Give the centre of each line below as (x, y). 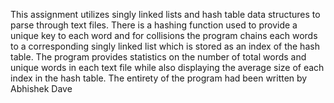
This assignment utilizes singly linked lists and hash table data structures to (165, 14)
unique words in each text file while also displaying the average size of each (167, 67)
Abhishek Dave (41, 88)
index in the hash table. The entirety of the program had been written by (159, 78)
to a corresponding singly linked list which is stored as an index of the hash (165, 46)
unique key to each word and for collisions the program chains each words (164, 35)
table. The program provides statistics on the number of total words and (158, 57)
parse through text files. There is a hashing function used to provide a (154, 25)
